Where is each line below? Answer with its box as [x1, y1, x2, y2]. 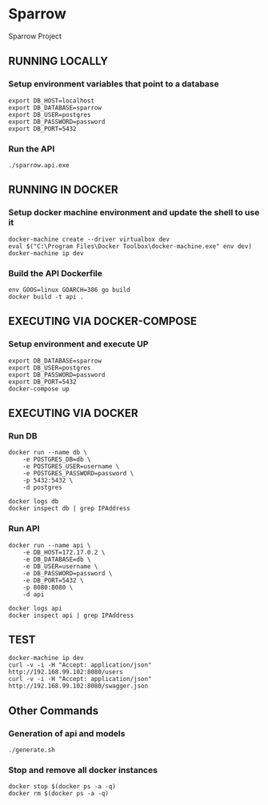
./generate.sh [8, 746, 56, 755]
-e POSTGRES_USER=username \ [22, 463, 120, 471]
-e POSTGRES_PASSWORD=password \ [22, 470, 134, 478]
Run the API [8, 143, 55, 154]
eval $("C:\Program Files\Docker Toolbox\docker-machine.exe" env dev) [8, 242, 252, 250]
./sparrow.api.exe [8, 161, 70, 169]
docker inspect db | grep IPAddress [8, 505, 130, 513]
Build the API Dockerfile [8, 267, 102, 278]
